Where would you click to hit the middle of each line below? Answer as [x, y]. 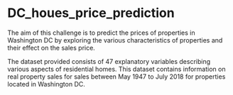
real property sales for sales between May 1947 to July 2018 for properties [116, 77]
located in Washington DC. [46, 84]
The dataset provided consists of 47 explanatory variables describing [109, 61]
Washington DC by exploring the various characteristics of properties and [115, 40]
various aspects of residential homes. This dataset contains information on [116, 69]
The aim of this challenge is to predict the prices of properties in [101, 33]
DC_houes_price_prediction [91, 13]
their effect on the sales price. [52, 47]
